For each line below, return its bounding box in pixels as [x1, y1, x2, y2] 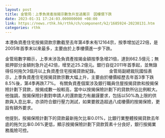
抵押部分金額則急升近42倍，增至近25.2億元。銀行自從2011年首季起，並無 [5, 62, 153, 68]
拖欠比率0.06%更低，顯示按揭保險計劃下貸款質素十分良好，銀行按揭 [13, 121, 152, 127]
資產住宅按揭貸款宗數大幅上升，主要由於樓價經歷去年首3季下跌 [26, 74, 154, 80]
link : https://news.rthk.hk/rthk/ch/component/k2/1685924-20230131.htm [5, 21, 155, 26]
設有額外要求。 [5, 105, 35, 111]
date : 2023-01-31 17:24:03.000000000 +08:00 [5, 16, 98, 21]
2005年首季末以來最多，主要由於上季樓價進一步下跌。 [5, 46, 115, 51]
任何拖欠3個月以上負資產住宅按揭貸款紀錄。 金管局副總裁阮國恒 [9, 68, 148, 74]
